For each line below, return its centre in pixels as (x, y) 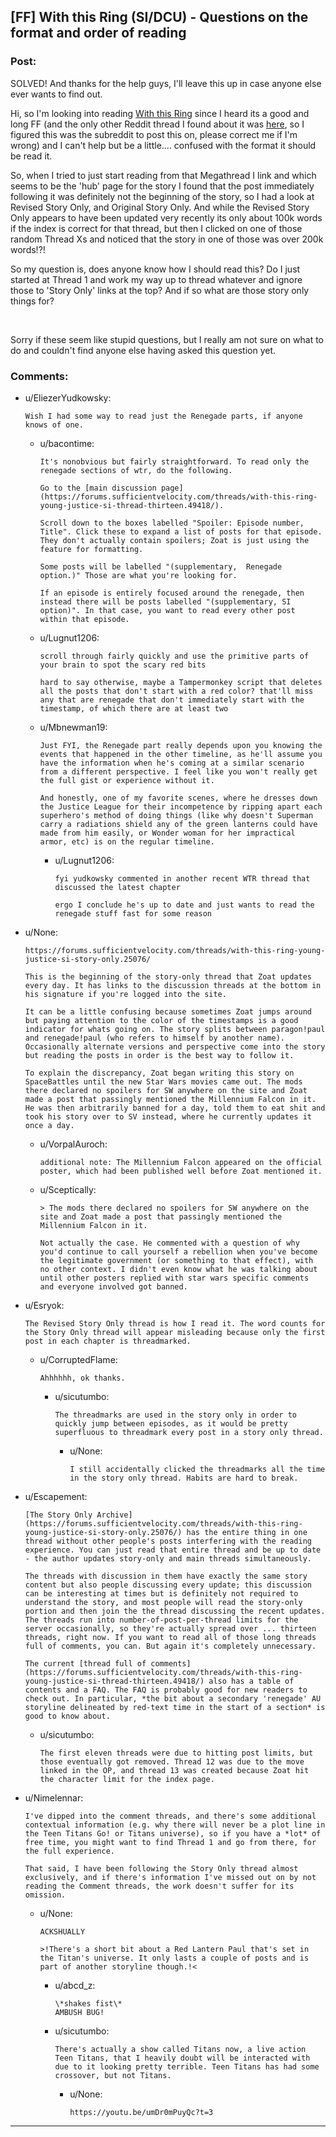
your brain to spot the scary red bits (123, 665)
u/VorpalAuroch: (73, 1144)
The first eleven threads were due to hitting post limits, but (176, 1753)
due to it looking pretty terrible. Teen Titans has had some (187, 2066)
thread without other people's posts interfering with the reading (168, 1541)
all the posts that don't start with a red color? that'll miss (176, 691)
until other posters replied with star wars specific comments (174, 1278)
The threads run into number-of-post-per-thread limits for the (161, 1620)
